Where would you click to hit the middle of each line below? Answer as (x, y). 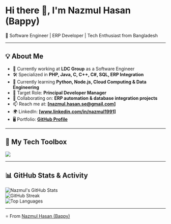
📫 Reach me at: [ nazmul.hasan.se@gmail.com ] (64, 104)
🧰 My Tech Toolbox (36, 142)
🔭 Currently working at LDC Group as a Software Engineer (74, 69)
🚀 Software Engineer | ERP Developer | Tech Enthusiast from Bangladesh (81, 35)
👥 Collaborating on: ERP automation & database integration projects (85, 98)
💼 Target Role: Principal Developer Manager (60, 93)
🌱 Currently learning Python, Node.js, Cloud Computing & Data (79, 82)
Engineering (26, 87)
